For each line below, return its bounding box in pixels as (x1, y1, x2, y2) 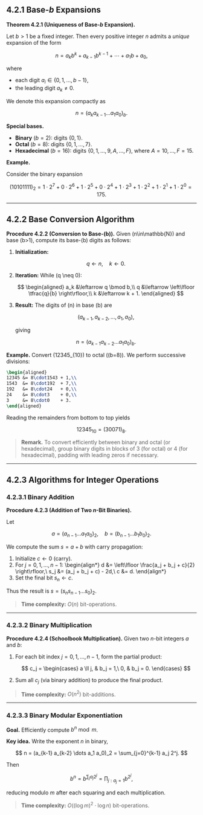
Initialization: (14, 248, 49, 256)
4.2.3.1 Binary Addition (6, 492, 74, 501)
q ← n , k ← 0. (86, 260, 126, 267)
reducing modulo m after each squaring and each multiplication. (6, 788, 166, 796)
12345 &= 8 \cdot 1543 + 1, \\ (6, 375, 77, 381)
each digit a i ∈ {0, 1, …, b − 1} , (14, 77, 89, 85)
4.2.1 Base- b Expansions (6, 5, 101, 15)
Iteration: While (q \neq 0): (14, 271, 83, 279)
